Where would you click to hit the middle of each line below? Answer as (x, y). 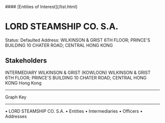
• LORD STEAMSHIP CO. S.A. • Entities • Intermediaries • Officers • (74, 111)
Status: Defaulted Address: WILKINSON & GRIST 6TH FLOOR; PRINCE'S (78, 40)
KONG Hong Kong (23, 83)
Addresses (16, 116)
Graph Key (16, 97)
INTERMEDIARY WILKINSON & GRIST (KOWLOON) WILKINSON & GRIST (78, 73)
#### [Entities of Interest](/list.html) (41, 7)
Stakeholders (26, 61)
